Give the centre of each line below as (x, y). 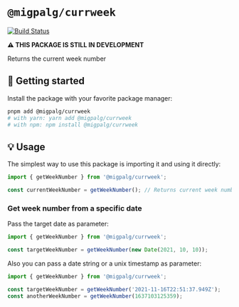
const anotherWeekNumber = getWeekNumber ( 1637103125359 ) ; (95, 296)
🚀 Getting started (46, 81)
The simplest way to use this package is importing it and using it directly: (114, 164)
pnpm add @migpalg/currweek (49, 111)
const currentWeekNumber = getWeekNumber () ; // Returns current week (113, 190)
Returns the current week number (57, 59)
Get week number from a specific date (75, 208)
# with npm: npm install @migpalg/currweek (73, 125)
